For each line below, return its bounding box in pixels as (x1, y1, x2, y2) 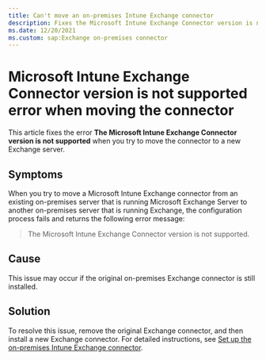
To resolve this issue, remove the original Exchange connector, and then (8, 326, 244, 335)
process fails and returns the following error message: (8, 214, 185, 223)
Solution (8, 304, 51, 318)
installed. (8, 281, 38, 291)
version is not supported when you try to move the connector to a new (8, 136, 241, 146)
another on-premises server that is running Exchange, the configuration (8, 205, 243, 215)
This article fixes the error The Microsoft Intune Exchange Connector (8, 128, 237, 137)
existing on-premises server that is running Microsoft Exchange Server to (8, 197, 248, 206)
